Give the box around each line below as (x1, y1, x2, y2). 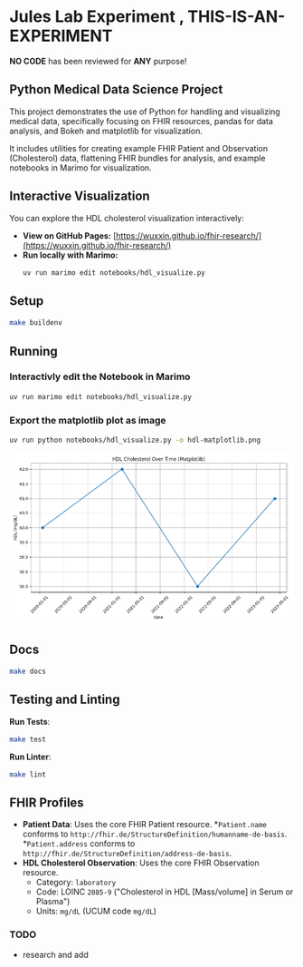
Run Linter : (9, 751, 52, 762)
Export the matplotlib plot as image (9, 414, 166, 426)
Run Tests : (9, 716, 51, 727)
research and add (22, 949, 89, 960)
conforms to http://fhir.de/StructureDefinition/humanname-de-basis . (22, 828, 288, 840)
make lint (9, 769, 47, 779)
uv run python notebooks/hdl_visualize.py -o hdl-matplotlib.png (9, 435, 260, 444)
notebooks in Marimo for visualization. (9, 161, 152, 173)
